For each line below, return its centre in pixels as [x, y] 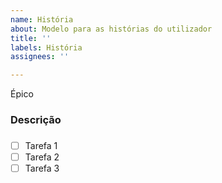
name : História [42, 19]
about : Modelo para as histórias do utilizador [111, 29]
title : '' [31, 38]
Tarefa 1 [41, 145]
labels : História [46, 47]
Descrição [36, 120]
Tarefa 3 [42, 168]
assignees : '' [40, 57]
